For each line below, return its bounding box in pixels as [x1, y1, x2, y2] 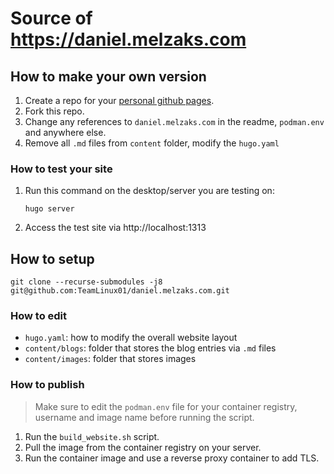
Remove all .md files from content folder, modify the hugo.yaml [24, 137, 280, 149]
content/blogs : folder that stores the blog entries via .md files [24, 342, 277, 354]
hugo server [24, 204, 75, 214]
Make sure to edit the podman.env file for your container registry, [34, 400, 298, 412]
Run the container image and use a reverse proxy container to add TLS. [24, 452, 320, 464]
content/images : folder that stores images [24, 353, 197, 365]
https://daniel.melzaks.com [10, 28, 247, 51]
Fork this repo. [24, 105, 85, 117]
